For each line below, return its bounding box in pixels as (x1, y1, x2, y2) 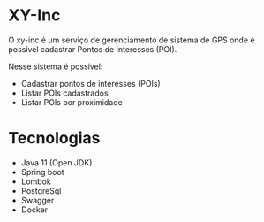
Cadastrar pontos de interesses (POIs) (20, 78, 161, 88)
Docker (20, 204, 49, 215)
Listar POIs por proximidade (20, 96, 123, 107)
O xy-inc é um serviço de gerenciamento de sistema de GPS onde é (8, 34, 255, 45)
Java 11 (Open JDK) (20, 157, 93, 168)
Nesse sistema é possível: (8, 61, 103, 72)
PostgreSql (20, 185, 62, 195)
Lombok (20, 176, 52, 187)
